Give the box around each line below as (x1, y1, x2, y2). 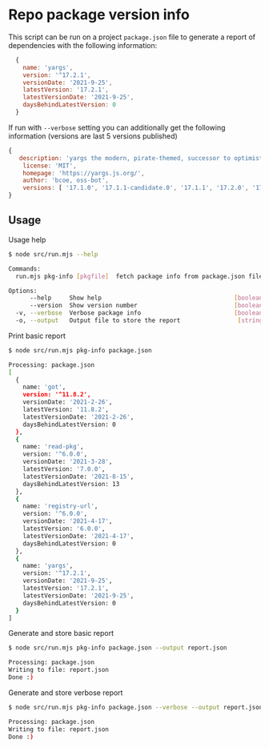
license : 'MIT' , (22, 162, 78, 170)
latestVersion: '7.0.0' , (22, 465, 106, 473)
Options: (8, 287, 38, 295)
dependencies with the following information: (8, 40, 158, 50)
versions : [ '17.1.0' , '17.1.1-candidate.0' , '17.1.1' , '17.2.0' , (22, 184, 249, 192)
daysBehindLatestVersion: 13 (22, 480, 120, 488)
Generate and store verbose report (8, 687, 123, 698)
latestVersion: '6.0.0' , (22, 525, 106, 533)
